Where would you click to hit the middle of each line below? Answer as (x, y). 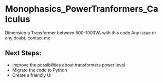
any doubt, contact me (28, 38)
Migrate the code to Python (39, 70)
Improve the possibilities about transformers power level (68, 65)
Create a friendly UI (32, 75)
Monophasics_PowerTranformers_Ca (82, 9)
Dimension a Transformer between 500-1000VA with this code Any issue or (81, 33)
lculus (18, 19)
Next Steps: (23, 53)
